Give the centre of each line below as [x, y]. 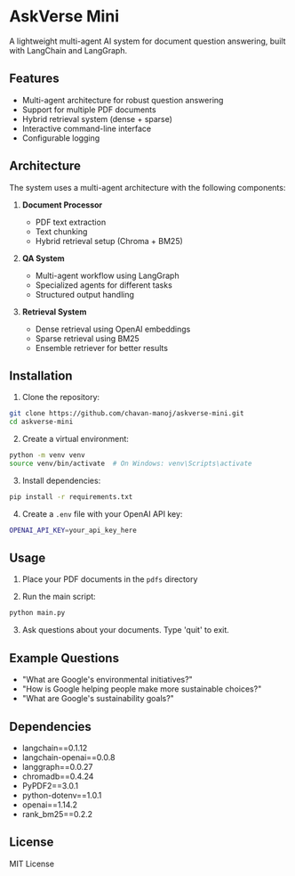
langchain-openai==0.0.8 [68, 757]
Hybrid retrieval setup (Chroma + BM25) [109, 241]
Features [34, 79]
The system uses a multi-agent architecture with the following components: [147, 187]
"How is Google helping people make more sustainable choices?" [142, 689]
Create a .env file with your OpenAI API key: [102, 513]
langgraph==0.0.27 [57, 766]
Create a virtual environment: [75, 439]
